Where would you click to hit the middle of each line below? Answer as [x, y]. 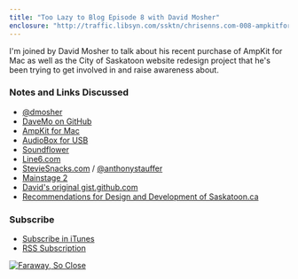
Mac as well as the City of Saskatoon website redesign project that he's [140, 60]
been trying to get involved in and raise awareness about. [114, 70]
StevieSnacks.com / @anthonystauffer [92, 168]
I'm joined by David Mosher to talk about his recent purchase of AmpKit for [146, 50]
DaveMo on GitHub [57, 121]
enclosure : [29, 26]
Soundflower [45, 149]
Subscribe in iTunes [58, 239]
